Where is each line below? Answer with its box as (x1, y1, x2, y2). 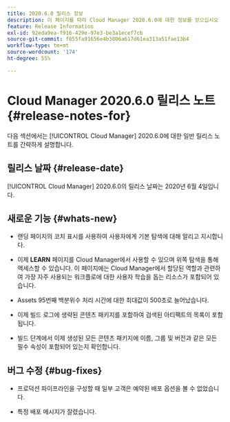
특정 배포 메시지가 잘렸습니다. (17, 408, 97, 416)
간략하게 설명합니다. (19, 140, 74, 148)
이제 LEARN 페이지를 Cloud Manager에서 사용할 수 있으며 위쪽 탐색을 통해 (17, 256, 219, 264)
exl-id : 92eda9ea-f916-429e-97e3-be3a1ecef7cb (7, 29, 143, 37)
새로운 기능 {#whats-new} (7, 212, 118, 224)
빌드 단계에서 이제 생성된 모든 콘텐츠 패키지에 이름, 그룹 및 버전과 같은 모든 (17, 334, 218, 342)
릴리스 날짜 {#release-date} (7, 163, 124, 174)
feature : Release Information (7, 23, 94, 30)
